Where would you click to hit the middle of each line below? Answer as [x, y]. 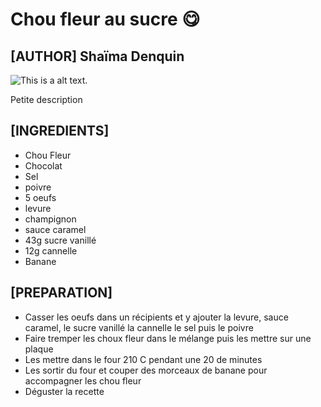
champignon [50, 219]
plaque [39, 349]
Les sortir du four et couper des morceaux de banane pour [146, 370]
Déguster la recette [64, 391]
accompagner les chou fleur [83, 380]
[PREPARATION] [61, 293]
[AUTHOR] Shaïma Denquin [97, 56]
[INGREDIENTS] [60, 131]
